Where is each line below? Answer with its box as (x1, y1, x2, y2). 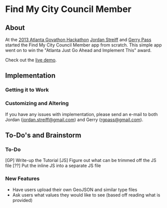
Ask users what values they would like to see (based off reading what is (12, 191, 160, 198)
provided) (12, 197, 33, 203)
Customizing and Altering (5, 100, 69, 107)
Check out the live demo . (5, 57, 57, 63)
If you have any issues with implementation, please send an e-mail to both (5, 111, 158, 117)
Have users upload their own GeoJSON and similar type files (12, 186, 137, 192)
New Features (5, 175, 40, 182)
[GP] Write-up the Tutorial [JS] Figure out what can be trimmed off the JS (5, 157, 156, 163)
